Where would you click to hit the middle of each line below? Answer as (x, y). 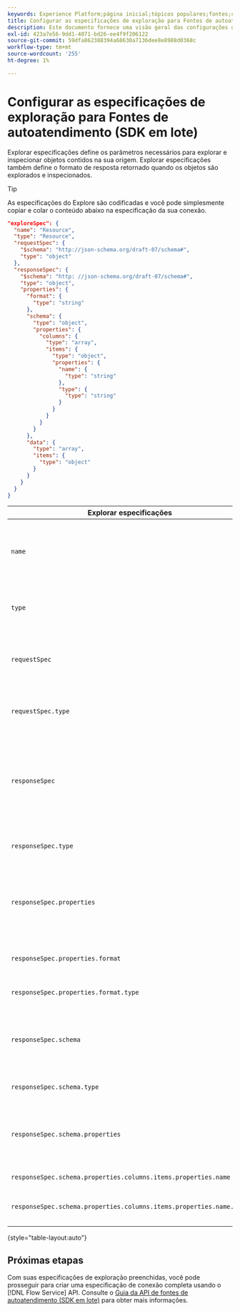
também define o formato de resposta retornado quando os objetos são (113, 167)
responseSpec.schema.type (55, 1087)
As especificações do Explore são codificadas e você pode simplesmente (116, 202)
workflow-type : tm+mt (40, 47)
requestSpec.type (40, 712)
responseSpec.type (42, 846)
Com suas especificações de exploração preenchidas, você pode (104, 1277)
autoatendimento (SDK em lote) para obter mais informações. (98, 1300)
